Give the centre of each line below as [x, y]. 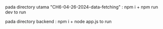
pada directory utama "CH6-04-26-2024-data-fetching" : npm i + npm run [81, 7]
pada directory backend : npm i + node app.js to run [58, 22]
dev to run [16, 12]
